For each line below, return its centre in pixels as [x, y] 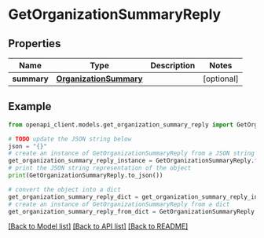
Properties [35, 44]
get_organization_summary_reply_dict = [73, 197]
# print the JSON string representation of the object [100, 168]
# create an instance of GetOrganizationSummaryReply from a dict [119, 204]
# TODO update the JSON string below [70, 139]
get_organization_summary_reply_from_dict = [82, 211]
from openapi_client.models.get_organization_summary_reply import [121, 124]
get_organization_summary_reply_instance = [81, 161]
